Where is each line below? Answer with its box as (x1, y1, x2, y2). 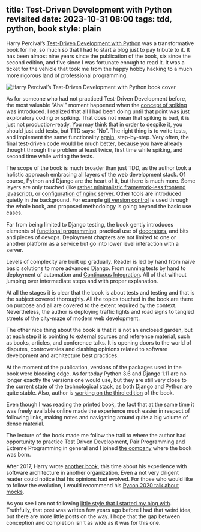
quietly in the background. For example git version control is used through (6, 196, 189, 204)
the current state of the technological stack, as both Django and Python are (6, 383, 193, 390)
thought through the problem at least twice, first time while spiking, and (6, 146, 183, 153)
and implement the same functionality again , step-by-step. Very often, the (6, 133, 189, 140)
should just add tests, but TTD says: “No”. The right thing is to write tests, (6, 127, 188, 134)
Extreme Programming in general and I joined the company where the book (6, 444, 192, 451)
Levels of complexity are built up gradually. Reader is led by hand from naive (6, 258, 196, 265)
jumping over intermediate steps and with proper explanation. (6, 277, 158, 284)
